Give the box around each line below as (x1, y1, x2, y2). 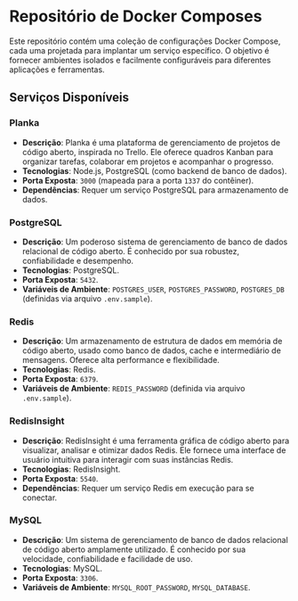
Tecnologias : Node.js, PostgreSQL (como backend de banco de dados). (21, 165, 287, 176)
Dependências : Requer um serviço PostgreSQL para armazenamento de (21, 185, 289, 195)
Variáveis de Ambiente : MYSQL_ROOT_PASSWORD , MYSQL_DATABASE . (21, 581, 251, 592)
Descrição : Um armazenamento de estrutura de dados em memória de (21, 336, 283, 347)
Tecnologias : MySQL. (21, 563, 103, 573)
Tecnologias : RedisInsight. (21, 464, 121, 474)
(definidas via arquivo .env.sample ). (21, 292, 153, 304)
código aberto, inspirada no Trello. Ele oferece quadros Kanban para (21, 146, 274, 157)
